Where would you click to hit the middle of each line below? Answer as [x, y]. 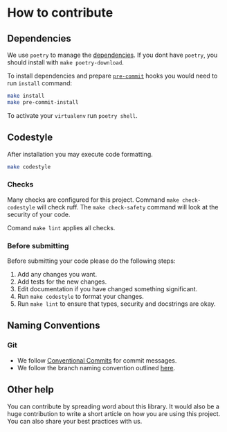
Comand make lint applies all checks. [61, 227]
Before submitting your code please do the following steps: [91, 261]
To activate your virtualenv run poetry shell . [73, 115]
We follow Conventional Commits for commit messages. [97, 360]
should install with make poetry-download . [66, 62]
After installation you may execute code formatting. [80, 154]
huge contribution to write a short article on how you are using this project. [114, 413]
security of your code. [39, 214]
